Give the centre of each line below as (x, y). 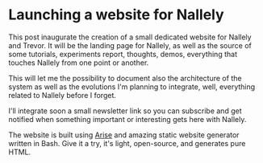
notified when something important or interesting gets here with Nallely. (127, 119)
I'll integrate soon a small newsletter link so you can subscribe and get (125, 111)
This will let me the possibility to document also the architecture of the (125, 78)
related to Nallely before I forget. (63, 95)
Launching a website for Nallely (116, 15)
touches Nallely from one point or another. (79, 63)
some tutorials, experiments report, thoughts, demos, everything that (123, 54)
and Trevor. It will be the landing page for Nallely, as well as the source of (130, 45)
